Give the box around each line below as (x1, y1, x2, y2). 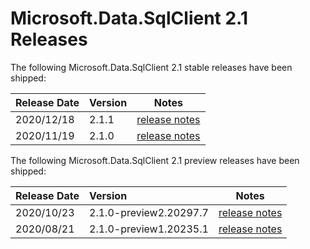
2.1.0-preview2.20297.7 (89, 205, 209, 219)
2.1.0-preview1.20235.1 (89, 222, 209, 236)
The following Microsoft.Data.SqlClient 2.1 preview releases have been (10, 154, 300, 166)
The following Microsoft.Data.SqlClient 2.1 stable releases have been (10, 61, 293, 73)
